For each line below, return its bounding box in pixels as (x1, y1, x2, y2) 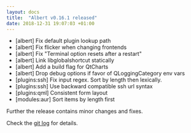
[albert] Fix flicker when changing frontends (15, 44, 127, 51)
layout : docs (6, 9, 40, 15)
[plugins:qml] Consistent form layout (15, 89, 108, 97)
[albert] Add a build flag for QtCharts (15, 63, 109, 70)
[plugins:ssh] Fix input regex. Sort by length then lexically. (15, 76, 162, 83)
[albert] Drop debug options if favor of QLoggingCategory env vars (15, 70, 185, 77)
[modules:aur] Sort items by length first (15, 96, 115, 103)
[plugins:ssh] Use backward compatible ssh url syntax (15, 83, 153, 90)
